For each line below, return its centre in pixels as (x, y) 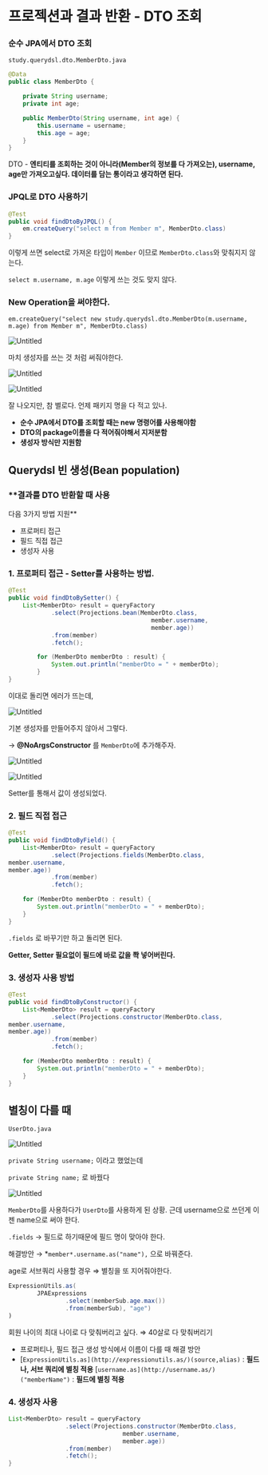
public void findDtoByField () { (62, 840)
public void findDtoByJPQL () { (60, 221)
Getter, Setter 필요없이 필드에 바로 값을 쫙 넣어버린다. (92, 955)
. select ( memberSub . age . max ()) (115, 1301)
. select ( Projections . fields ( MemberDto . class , (128, 855)
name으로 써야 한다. (48, 1220)
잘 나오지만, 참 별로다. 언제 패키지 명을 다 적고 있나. (88, 405)
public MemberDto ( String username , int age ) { (101, 118)
